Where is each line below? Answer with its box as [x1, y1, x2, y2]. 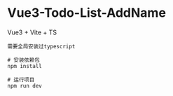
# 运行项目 [7, 76, 35, 83]
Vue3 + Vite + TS [7, 28, 57, 36]
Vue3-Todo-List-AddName [7, 5, 167, 21]
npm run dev [7, 82, 42, 89]
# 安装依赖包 [7, 56, 40, 64]
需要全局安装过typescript [7, 43, 76, 50]
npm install [7, 62, 42, 69]
